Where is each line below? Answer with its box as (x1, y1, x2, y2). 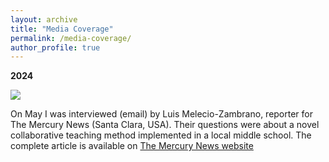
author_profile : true (10, 42, 101, 53)
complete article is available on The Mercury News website (10, 140, 254, 152)
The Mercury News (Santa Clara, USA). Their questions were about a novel (10, 119, 320, 131)
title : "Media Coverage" (10, 24, 114, 34)
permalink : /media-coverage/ (10, 33, 132, 43)
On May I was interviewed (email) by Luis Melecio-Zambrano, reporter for (10, 108, 314, 120)
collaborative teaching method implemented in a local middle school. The (10, 129, 312, 141)
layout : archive (10, 14, 78, 25)
